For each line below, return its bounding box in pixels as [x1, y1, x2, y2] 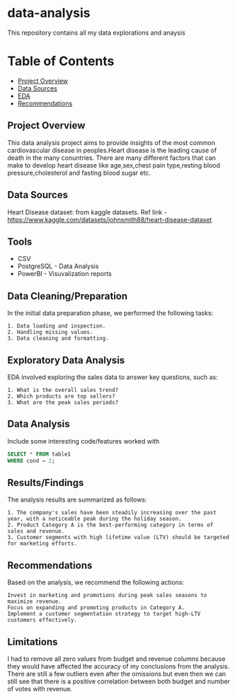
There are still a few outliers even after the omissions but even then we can [7, 669, 226, 678]
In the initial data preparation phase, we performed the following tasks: [7, 309, 214, 318]
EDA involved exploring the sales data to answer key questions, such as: [7, 373, 218, 381]
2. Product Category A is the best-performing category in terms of [7, 521, 214, 528]
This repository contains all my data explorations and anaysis [7, 28, 186, 37]
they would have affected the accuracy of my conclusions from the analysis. [7, 662, 230, 670]
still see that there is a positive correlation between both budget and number [7, 677, 231, 686]
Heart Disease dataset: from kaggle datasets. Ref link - [7, 207, 168, 216]
